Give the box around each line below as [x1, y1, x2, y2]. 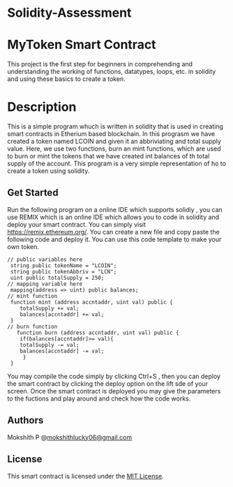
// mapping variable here [7, 280, 82, 287]
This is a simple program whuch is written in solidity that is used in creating [7, 122, 223, 130]
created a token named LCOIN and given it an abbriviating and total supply [7, 137, 222, 146]
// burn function [7, 323, 58, 330]
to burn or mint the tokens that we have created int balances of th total [7, 152, 210, 160]
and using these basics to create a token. [7, 75, 126, 83]
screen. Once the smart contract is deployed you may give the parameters [7, 387, 221, 395]
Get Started [7, 187, 59, 199]
